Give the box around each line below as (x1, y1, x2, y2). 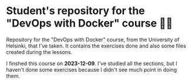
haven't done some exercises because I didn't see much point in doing (6, 66, 177, 73)
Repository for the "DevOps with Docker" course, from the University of (6, 36, 180, 43)
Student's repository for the (6, 4, 145, 18)
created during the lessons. (6, 48, 73, 55)
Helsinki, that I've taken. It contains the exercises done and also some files (6, 42, 187, 49)
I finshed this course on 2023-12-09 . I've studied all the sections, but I (6, 60, 177, 67)
